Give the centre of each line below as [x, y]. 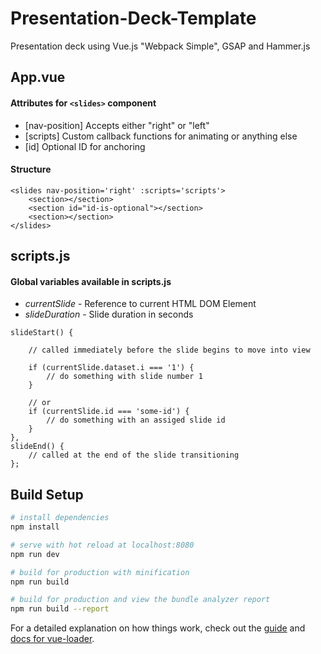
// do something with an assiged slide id [136, 420]
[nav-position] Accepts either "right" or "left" [117, 125]
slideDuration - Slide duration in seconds [109, 314]
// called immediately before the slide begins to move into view [169, 350]
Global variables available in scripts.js [91, 281]
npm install [35, 527]
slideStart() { [42, 333]
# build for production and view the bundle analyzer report [140, 600]
